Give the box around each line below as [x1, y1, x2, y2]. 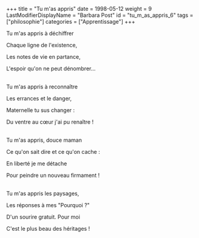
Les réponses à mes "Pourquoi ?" [6, 202, 90, 208]
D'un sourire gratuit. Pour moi [6, 213, 81, 220]
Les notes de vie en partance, [6, 53, 81, 60]
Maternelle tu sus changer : [6, 107, 75, 114]
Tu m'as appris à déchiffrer [6, 30, 74, 37]
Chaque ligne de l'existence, [6, 42, 78, 48]
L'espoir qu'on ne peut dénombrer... [6, 65, 96, 72]
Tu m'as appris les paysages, [6, 190, 79, 197]
